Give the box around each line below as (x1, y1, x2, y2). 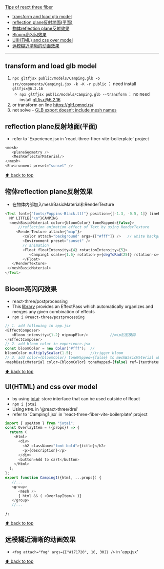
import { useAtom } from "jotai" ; (5, 420, 76, 426)
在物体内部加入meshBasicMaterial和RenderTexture (12, 201, 115, 207)
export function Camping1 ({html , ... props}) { (5, 475, 102, 481)
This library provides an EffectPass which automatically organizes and (12, 303, 154, 309)
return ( (9, 430, 27, 435)
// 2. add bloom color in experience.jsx (5, 342, 91, 347)
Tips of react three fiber (5, 4, 53, 10)
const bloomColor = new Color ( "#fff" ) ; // (5, 346, 95, 351)
